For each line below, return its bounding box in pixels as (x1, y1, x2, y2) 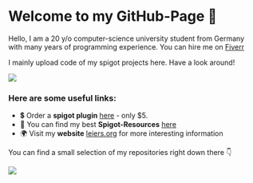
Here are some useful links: (8, 92, 117, 103)
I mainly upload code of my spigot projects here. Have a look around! (8, 58, 235, 67)
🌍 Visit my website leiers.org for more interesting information (19, 129, 223, 138)
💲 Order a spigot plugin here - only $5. (19, 111, 148, 121)
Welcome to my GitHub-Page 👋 (8, 7, 218, 26)
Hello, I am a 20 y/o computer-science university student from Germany (8, 34, 245, 43)
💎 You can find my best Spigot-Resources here (19, 120, 177, 129)
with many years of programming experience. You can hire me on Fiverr (8, 42, 245, 51)
